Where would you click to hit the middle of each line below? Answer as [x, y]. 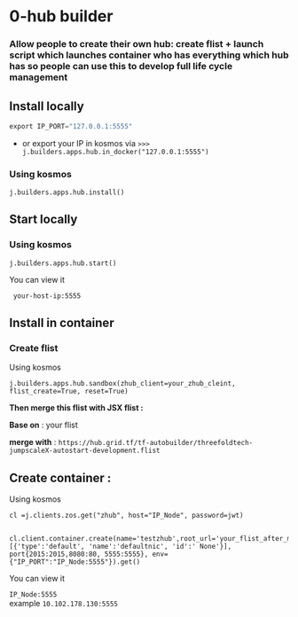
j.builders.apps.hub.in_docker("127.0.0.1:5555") [116, 152]
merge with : [33, 442]
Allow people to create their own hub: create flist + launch [137, 44]
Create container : [60, 477]
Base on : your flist [43, 425]
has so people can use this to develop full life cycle [121, 66]
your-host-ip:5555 [47, 296]
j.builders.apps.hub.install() [67, 192]
